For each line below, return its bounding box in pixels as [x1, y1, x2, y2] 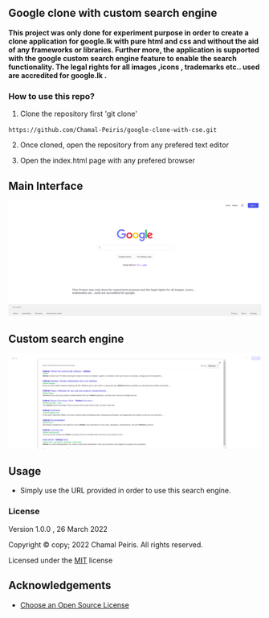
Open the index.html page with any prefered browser [19, 156, 195, 166]
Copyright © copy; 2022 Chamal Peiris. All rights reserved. [8, 539, 203, 550]
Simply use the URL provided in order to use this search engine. [19, 486, 231, 496]
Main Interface [8, 179, 84, 192]
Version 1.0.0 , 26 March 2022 [8, 524, 108, 534]
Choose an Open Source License [19, 599, 130, 610]
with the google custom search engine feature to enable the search [8, 53, 237, 63]
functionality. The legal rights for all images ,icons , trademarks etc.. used [8, 62, 260, 72]
